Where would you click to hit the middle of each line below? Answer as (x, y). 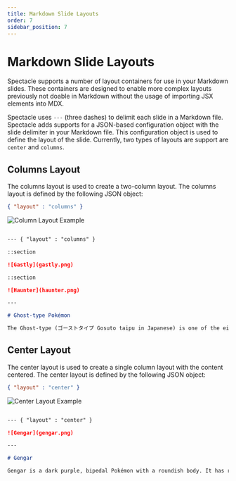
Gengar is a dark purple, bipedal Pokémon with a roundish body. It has (116, 471)
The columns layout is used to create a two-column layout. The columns (112, 187)
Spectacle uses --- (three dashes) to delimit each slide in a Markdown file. (115, 118)
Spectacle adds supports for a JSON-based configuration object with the (113, 125)
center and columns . (36, 147)
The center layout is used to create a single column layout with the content (115, 367)
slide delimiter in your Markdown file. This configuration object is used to (113, 132)
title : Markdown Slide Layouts (53, 14)
